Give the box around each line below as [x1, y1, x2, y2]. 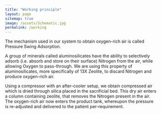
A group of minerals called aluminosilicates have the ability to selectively [5, 53, 150, 59]
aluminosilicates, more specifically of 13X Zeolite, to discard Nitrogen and [5, 68, 152, 74]
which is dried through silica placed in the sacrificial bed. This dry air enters [5, 88, 157, 94]
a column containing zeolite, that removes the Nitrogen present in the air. [5, 93, 150, 99]
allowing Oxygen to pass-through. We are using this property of [5, 64, 132, 69]
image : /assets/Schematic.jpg [5, 20, 66, 26]
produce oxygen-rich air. [5, 74, 55, 80]
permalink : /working [5, 25, 47, 30]
